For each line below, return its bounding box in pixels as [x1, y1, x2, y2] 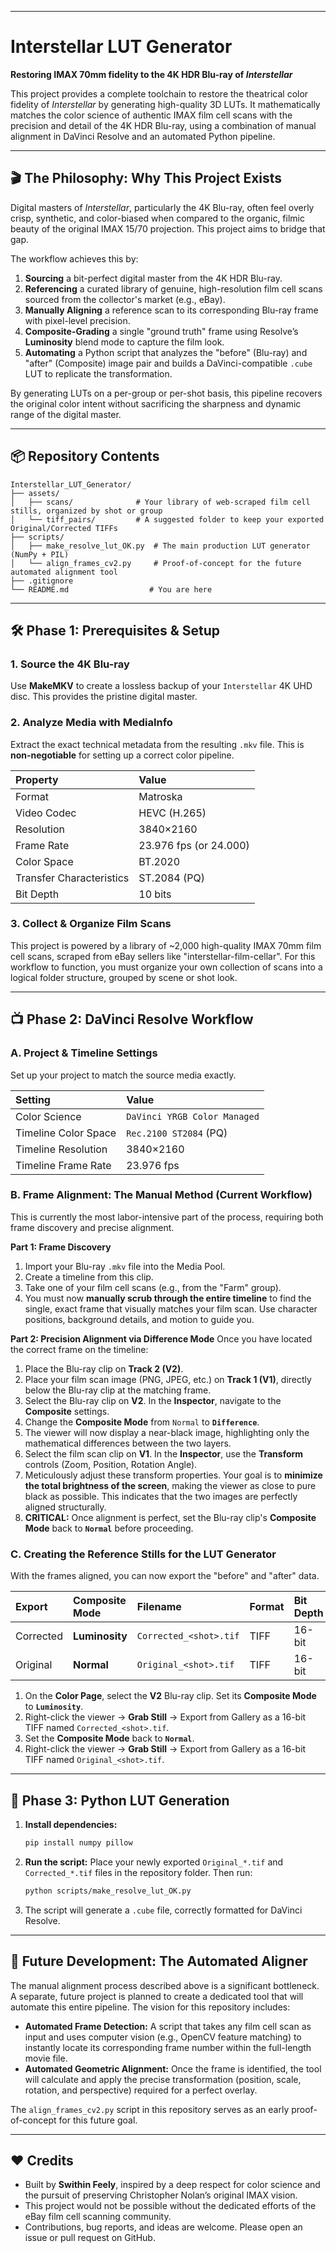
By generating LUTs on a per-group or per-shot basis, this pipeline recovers [10, 387, 323, 399]
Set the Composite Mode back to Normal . [24, 1732, 195, 1745]
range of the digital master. [10, 408, 122, 420]
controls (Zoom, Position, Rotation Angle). [24, 1458, 198, 1470]
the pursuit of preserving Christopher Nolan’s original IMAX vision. [24, 2189, 298, 2201]
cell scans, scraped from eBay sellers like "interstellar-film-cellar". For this [10, 950, 316, 962]
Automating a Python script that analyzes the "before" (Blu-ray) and [24, 346, 308, 358]
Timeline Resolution [15, 1142, 108, 1156]
